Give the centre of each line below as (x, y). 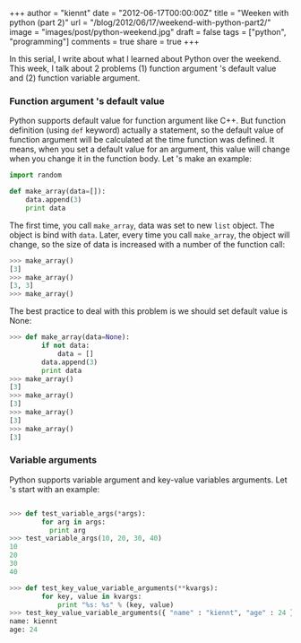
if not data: (66, 346)
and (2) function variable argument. (75, 78)
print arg (68, 530)
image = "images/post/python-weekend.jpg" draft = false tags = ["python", (148, 32)
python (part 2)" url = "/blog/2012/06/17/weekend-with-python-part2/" (140, 22)
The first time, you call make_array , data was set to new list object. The (142, 225)
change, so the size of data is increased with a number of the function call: (147, 244)
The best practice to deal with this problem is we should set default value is (149, 311)
